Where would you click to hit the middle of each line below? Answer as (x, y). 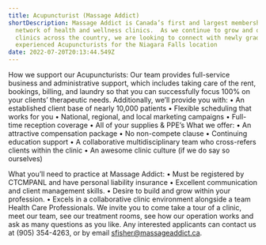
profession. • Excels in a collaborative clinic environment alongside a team (129, 199)
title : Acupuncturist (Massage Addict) (74, 15)
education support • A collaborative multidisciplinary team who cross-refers (132, 142)
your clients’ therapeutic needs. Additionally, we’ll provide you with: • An (127, 100)
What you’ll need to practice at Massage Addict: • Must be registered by (126, 174)
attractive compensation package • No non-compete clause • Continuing (128, 134)
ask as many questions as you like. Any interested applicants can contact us (132, 224)
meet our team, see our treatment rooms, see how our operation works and (131, 216)
